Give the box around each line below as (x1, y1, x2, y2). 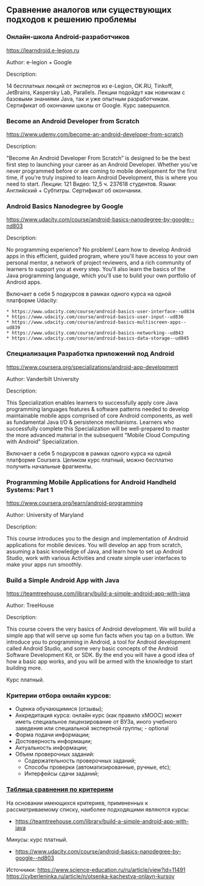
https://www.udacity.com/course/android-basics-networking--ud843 (12, 330, 184, 336)
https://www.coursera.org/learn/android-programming (6, 499, 143, 506)
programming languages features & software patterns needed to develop (6, 405, 189, 413)
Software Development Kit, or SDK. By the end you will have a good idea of (6, 652, 195, 659)
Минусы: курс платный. (6, 836, 68, 843)
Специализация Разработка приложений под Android (6, 349, 175, 358)
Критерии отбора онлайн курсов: (6, 691, 111, 700)
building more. (6, 664, 43, 672)
